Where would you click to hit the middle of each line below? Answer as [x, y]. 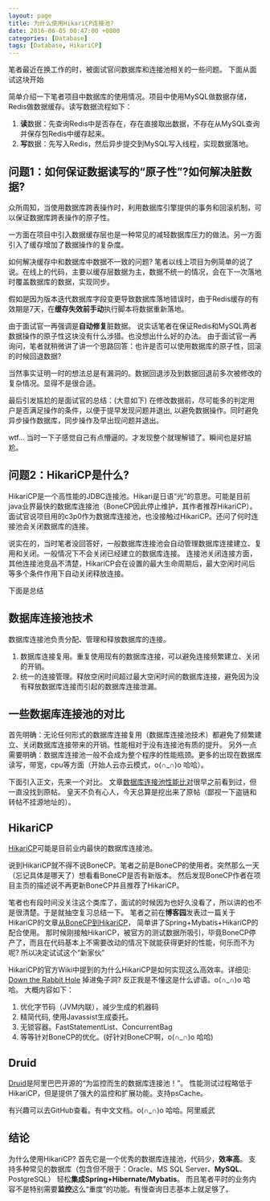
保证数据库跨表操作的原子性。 [64, 217]
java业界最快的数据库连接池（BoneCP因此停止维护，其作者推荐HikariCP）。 [133, 506]
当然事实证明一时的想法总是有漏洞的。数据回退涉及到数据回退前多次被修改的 [135, 373]
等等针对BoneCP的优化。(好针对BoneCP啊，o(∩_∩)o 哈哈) [117, 1037]
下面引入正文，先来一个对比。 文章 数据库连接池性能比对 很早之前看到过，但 [133, 782]
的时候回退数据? [35, 356]
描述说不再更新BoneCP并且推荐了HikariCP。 [110, 885]
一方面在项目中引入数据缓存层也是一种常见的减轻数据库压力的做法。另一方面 [135, 235]
